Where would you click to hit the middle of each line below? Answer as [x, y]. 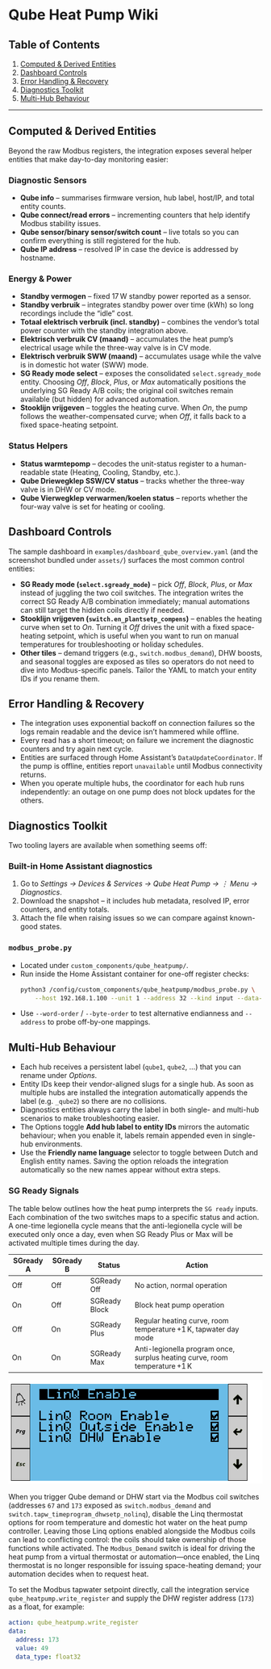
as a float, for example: [46, 1607]
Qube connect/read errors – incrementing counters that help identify [135, 215]
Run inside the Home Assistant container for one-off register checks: [134, 974]
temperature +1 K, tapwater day [187, 1329]
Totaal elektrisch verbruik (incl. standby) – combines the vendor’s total [140, 322]
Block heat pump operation [179, 1305]
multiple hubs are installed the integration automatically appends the [134, 1092]
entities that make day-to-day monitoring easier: [89, 159]
